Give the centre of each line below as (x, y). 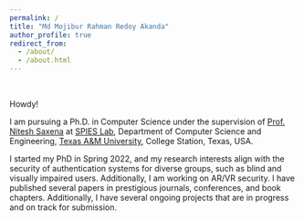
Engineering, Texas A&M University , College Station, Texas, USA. (131, 141)
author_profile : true (51, 35)
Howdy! (24, 104)
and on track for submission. (63, 207)
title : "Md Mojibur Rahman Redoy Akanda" (89, 26)
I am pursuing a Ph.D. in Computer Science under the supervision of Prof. (147, 121)
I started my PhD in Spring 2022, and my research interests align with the (147, 159)
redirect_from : (38, 43)
